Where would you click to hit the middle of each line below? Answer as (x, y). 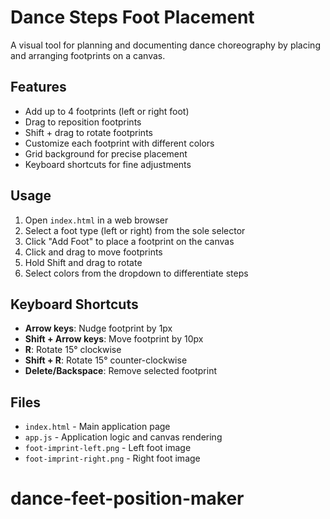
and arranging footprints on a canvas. (88, 55)
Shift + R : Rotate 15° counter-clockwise (106, 360)
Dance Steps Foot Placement (132, 17)
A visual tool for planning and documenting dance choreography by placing (165, 45)
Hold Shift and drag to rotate (83, 262)
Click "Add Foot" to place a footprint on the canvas (129, 241)
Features (38, 87)
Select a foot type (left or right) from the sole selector (135, 230)
